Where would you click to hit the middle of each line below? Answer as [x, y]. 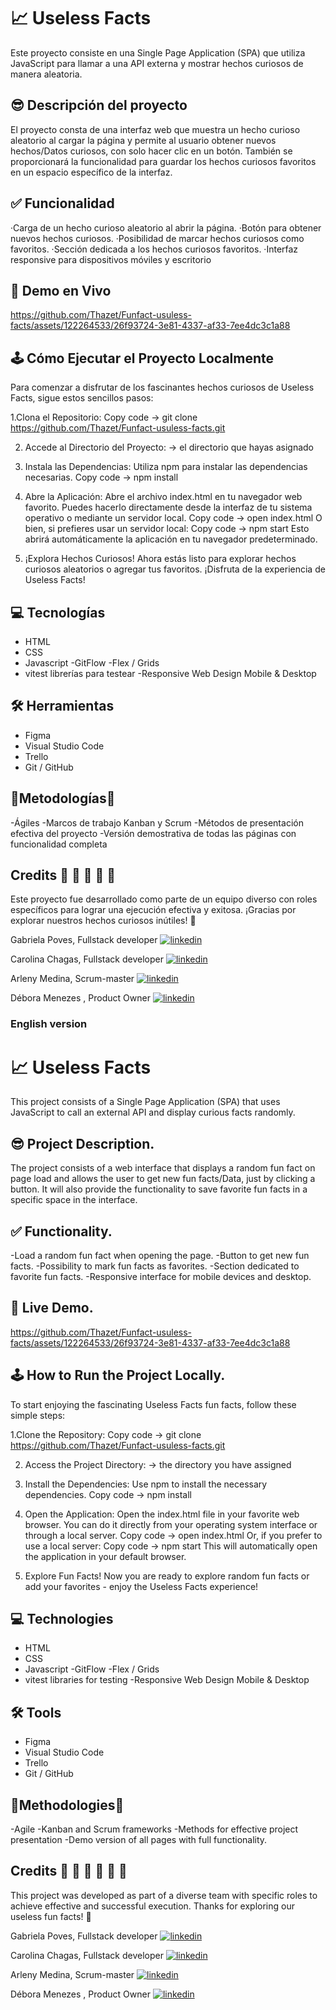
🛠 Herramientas [62, 706]
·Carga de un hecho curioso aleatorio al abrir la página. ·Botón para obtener [166, 227]
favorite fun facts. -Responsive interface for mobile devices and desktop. [161, 1276]
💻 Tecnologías [58, 612]
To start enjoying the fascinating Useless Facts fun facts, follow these [153, 1404]
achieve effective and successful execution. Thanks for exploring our [152, 1906]
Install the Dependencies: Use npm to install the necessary [146, 1484]
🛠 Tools [36, 1712]
